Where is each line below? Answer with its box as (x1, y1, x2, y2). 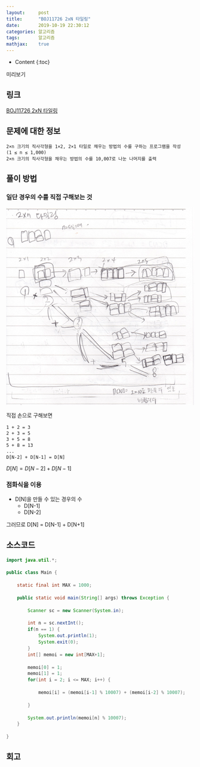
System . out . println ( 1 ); (38, 633, 97, 639)
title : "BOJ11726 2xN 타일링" (6, 16, 91, 22)
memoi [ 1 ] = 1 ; (27, 671, 63, 677)
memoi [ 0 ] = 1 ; (27, 664, 63, 670)
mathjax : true (6, 41, 50, 47)
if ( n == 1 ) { (27, 626, 60, 632)
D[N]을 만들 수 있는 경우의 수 (14, 495, 82, 503)
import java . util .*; (6, 557, 58, 563)
